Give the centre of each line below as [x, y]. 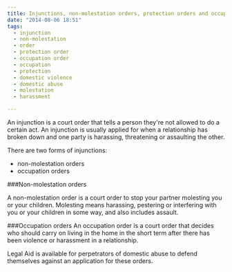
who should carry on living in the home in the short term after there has [109, 233]
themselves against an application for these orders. [80, 261]
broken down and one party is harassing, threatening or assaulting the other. [116, 137]
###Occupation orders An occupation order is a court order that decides [110, 226]
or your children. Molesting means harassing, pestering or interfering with [112, 205]
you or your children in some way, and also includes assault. [93, 212]
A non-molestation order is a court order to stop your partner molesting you [115, 198]
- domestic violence [43, 77]
